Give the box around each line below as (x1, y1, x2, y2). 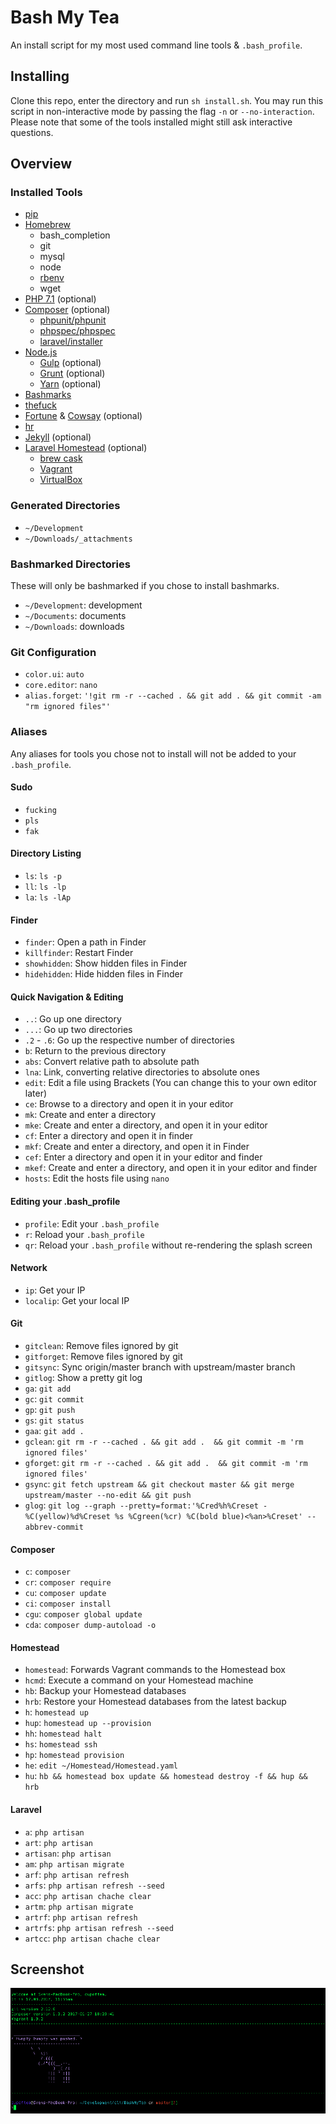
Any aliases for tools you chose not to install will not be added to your (10, 747, 297, 760)
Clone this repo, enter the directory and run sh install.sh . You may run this (10, 94, 324, 106)
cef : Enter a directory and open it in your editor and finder (24, 1151, 263, 1163)
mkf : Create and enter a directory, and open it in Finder (24, 1141, 250, 1153)
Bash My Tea (10, 6, 120, 29)
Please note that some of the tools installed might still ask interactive (10, 116, 293, 128)
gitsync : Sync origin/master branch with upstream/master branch (24, 1361, 296, 1373)
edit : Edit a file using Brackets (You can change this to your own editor (24, 1077, 317, 1089)
